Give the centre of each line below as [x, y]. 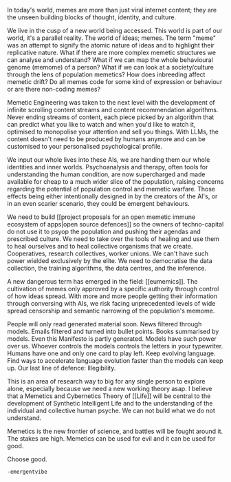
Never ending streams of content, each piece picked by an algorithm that [111, 117]
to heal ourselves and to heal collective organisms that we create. [100, 246]
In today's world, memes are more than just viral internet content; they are [112, 10]
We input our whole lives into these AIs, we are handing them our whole [109, 160]
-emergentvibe [27, 472]
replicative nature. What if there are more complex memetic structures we [112, 52]
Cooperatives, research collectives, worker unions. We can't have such [108, 253]
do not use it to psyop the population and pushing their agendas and [104, 231]
